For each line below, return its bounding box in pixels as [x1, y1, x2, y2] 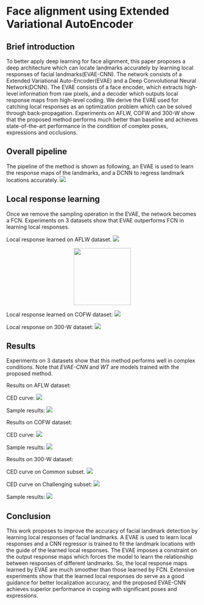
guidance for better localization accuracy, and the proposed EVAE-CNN [6, 579, 186, 586]
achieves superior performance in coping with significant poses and [6, 586, 178, 593]
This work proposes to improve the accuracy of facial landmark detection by [6, 527, 198, 534]
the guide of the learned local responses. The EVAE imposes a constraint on [6, 547, 197, 554]
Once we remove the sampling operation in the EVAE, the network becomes [6, 210, 197, 218]
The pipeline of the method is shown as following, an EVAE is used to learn [6, 163, 194, 170]
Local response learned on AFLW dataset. [6, 236, 112, 243]
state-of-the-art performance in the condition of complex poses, [6, 122, 169, 129]
